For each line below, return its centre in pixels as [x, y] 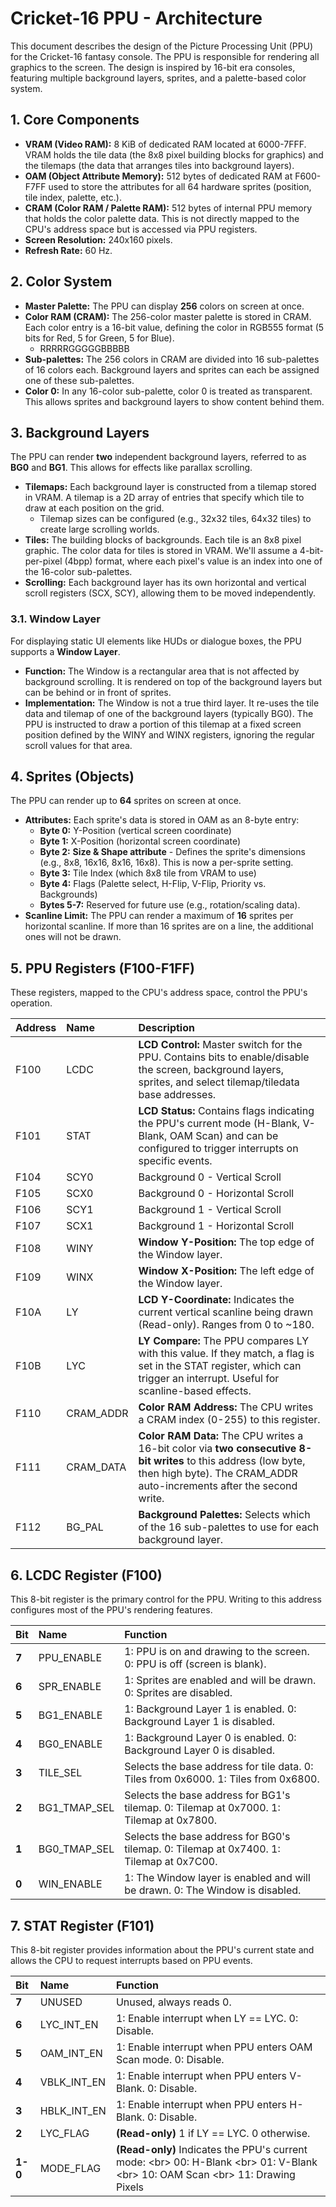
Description [166, 1028]
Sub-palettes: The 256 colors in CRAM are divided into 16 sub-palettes [172, 359]
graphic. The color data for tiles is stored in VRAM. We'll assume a [161, 551]
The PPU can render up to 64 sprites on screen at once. [126, 801]
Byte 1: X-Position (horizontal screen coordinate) [140, 841]
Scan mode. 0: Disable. [170, 2059]
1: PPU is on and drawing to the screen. [217, 1652]
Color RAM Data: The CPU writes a [221, 1436]
